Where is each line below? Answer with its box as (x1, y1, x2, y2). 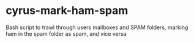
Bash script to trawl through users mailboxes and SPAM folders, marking (6, 24, 188, 31)
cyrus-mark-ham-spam (6, 4, 129, 18)
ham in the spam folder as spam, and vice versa (6, 30, 127, 37)
